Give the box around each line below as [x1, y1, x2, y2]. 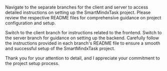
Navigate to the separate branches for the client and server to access [5, 4, 148, 10]
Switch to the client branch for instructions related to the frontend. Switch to [5, 30, 162, 35]
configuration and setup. [5, 20, 56, 26]
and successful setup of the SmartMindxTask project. [5, 46, 115, 51]
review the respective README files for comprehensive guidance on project [5, 15, 161, 20]
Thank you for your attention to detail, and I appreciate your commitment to [5, 55, 160, 61]
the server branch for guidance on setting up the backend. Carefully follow [5, 35, 159, 41]
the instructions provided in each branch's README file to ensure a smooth [5, 40, 160, 46]
